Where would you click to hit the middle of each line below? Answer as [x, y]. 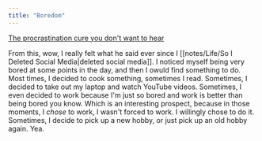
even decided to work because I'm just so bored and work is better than [125, 95]
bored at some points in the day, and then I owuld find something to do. [125, 70]
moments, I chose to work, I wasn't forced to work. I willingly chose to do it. [131, 112]
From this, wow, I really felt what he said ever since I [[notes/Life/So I [121, 53]
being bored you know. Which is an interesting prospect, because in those [129, 103]
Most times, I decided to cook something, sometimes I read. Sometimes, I [128, 78]
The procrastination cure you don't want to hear [86, 38]
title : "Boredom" [37, 15]
